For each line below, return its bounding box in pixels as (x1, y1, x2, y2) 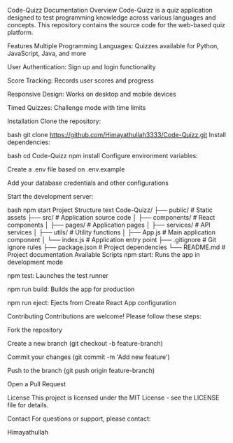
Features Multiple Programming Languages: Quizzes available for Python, (7, 42, 219, 50)
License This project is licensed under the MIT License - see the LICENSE (7, 393, 220, 402)
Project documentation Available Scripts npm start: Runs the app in (7, 251, 201, 258)
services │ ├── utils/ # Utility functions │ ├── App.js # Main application (7, 228, 216, 237)
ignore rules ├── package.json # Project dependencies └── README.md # (7, 243, 226, 251)
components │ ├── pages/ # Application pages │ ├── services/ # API (7, 220, 211, 229)
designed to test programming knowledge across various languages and (7, 13, 216, 22)
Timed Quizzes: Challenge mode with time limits (7, 104, 146, 111)
